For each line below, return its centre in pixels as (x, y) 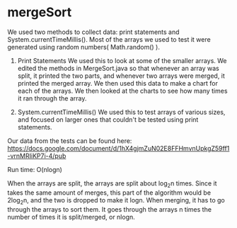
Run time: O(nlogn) (35, 169)
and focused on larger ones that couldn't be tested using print (108, 119)
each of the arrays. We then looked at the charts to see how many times (122, 91)
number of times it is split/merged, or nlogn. (71, 217)
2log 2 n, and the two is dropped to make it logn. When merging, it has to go (116, 201)
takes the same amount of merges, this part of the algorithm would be (109, 193)
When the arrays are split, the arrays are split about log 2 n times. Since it (112, 184)
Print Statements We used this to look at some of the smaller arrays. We (122, 60)
